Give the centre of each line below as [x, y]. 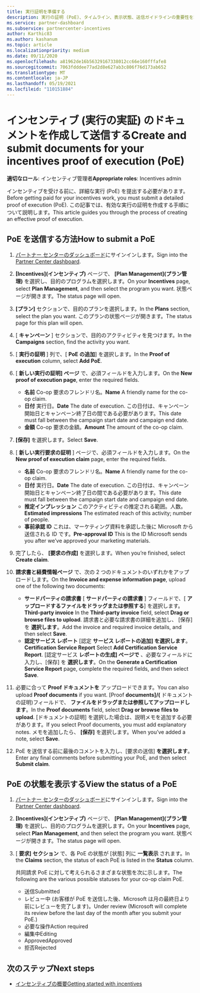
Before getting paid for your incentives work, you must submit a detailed [95, 198]
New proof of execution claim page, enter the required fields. [91, 459]
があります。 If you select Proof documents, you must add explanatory [101, 724]
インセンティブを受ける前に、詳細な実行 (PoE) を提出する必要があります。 [98, 191]
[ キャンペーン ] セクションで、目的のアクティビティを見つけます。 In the [103, 335]
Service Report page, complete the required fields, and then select [106, 668]
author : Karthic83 [29, 34]
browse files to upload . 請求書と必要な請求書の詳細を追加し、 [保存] [108, 620]
